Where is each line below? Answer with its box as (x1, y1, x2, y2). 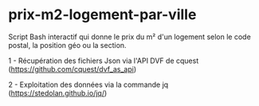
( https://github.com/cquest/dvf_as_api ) (8, 64, 137, 73)
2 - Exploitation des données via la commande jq (8, 80, 169, 89)
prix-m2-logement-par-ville (8, 6, 197, 24)
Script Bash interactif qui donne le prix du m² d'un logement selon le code (8, 32, 251, 41)
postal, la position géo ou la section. (8, 40, 127, 49)
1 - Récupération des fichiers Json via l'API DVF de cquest (8, 56, 199, 65)
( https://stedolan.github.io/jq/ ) (8, 88, 108, 97)
